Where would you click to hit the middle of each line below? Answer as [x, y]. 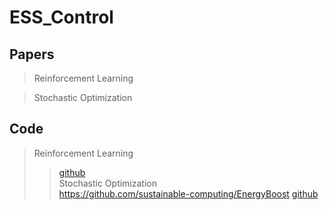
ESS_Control [61, 17]
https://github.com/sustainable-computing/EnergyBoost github [188, 193]
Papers [32, 54]
